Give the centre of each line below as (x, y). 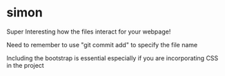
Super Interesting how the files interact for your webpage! (89, 31)
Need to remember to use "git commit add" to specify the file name (102, 45)
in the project (25, 65)
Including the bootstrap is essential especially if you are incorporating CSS (112, 58)
